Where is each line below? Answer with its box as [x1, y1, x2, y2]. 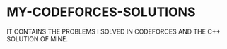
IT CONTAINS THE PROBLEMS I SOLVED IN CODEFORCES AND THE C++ [6, 27, 221, 36]
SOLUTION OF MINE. [6, 34, 69, 43]
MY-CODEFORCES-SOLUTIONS [6, 4, 196, 20]
